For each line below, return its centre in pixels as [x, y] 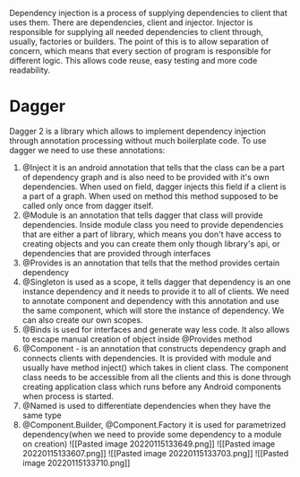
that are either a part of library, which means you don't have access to [152, 234]
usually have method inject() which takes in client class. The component [155, 368]
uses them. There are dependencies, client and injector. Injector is [131, 22]
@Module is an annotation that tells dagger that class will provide [142, 215]
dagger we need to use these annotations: [87, 150]
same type [42, 415]
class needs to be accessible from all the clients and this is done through [157, 377]
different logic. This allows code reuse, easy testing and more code [133, 61]
